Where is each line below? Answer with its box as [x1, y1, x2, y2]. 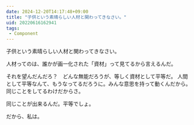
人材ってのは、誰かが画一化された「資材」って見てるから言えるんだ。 [6, 60, 176, 68]
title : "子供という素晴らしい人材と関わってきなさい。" [6, 14, 127, 20]
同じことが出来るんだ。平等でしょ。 [6, 100, 95, 107]
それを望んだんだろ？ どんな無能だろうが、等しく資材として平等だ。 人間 [6, 73, 188, 80]
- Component [8, 31, 38, 37]
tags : [6, 25, 20, 31]
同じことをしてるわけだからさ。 [6, 88, 84, 95]
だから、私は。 [6, 113, 43, 120]
